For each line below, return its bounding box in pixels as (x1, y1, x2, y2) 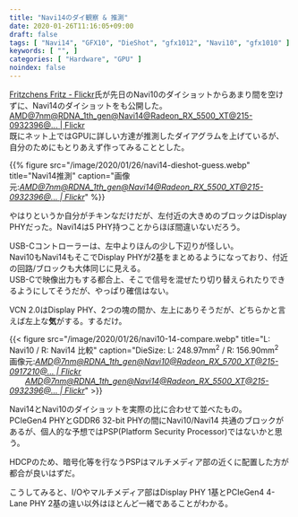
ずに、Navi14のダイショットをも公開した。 (9, 100, 167, 110)
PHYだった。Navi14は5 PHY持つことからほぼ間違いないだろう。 (9, 221, 245, 232)
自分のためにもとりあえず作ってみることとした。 (9, 141, 190, 153)
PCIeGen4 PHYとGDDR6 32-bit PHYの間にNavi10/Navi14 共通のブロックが (9, 415, 285, 425)
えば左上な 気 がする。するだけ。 (9, 315, 127, 326)
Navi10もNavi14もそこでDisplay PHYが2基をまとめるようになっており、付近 (9, 251, 288, 262)
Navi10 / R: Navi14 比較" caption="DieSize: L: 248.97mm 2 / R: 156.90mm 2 (9, 343, 279, 355)
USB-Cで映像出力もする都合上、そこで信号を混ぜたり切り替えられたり (9, 274, 270, 285)
